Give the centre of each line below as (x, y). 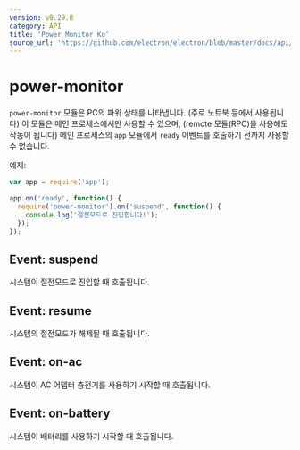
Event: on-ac (46, 362)
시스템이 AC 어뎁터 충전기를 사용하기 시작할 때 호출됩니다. (110, 385)
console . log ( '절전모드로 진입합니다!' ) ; (92, 215)
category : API (36, 26)
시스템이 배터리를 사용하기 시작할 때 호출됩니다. (92, 436)
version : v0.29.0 (42, 17)
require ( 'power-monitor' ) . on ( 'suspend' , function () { (119, 207)
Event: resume (50, 311)
